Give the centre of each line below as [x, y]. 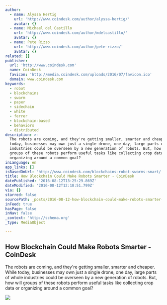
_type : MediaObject [25, 223]
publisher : [16, 61]
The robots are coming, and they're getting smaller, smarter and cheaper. [80, 267]
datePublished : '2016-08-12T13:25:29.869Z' [51, 181]
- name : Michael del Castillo [41, 28]
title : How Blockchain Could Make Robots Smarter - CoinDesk [70, 176]
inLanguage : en [21, 162]
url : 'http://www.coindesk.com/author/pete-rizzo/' [69, 47]
